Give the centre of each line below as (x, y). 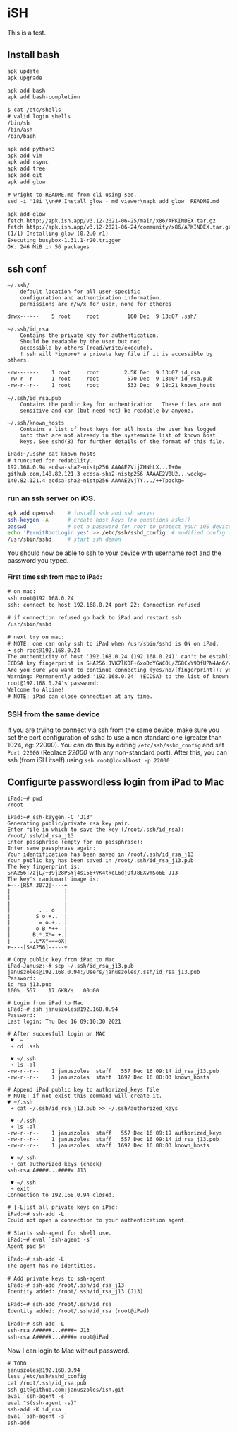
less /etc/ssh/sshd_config (47, 1377)
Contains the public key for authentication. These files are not (121, 405)
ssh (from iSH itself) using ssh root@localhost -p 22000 (89, 760)
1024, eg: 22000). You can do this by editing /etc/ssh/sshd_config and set (116, 745)
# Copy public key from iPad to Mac (61, 960)
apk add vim (25, 156)
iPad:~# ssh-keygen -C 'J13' (50, 817)
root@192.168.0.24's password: (53, 683)
